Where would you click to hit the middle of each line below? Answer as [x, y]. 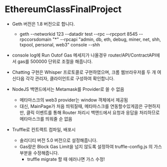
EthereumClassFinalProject [63, 9]
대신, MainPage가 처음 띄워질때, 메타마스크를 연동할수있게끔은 [81, 106]
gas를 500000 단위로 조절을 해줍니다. [55, 61]
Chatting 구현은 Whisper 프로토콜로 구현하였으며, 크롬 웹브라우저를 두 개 [84, 72]
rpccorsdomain [35, 39]
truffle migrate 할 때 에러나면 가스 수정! [66, 159]
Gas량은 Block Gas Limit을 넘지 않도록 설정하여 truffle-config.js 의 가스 [91, 146]
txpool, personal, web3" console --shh [60, 44]
